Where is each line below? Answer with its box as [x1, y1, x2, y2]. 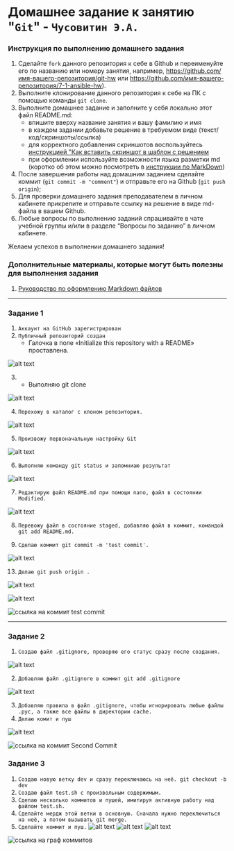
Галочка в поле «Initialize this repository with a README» [28, 339, 195, 347]
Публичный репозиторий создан [17, 332, 106, 340]
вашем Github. [43, 207, 86, 215]
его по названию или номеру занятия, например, [17, 67, 165, 75]
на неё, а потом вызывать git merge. [17, 816, 128, 823]
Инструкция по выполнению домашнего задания [8, 44, 185, 53]
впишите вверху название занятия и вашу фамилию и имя [28, 119, 202, 127]
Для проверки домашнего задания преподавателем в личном [17, 192, 203, 201]
